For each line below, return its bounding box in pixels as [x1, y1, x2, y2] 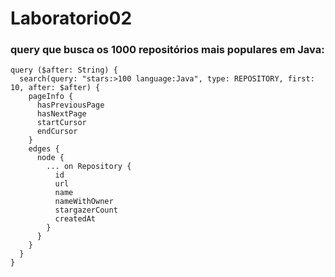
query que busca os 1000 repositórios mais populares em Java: [10, 43, 325, 57]
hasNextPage [36, 109, 87, 119]
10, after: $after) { [10, 83, 101, 93]
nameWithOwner [54, 197, 114, 207]
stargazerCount [54, 205, 118, 216]
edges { [28, 144, 60, 154]
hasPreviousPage [36, 100, 105, 111]
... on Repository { [46, 162, 132, 172]
